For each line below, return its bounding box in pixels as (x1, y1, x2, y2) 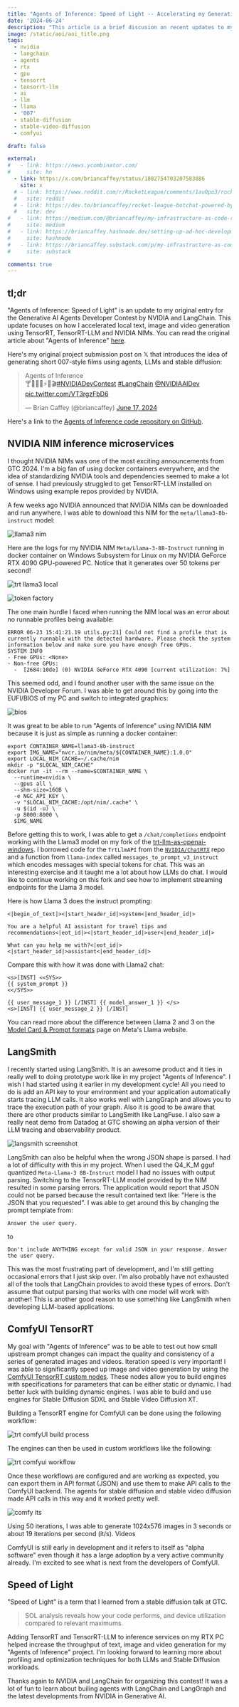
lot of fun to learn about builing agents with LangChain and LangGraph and (7, 1684, 227, 1693)
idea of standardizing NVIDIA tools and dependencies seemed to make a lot (7, 471, 229, 480)
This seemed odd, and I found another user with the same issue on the (7, 678, 215, 687)
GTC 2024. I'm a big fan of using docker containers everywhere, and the (7, 464, 220, 473)
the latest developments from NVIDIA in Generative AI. (7, 1692, 166, 1701)
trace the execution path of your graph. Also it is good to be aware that (7, 1103, 216, 1111)
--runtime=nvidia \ (14, 774, 72, 781)
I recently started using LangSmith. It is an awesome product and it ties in (7, 1065, 223, 1073)
